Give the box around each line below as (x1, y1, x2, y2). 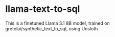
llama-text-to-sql (5, 3, 80, 15)
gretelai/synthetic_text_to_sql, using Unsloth (5, 25, 98, 31)
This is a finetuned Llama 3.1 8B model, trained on (5, 20, 110, 26)
